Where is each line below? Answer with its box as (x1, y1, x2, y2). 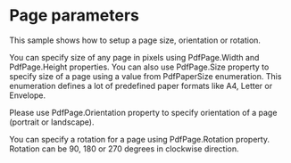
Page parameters (9, 5, 140, 26)
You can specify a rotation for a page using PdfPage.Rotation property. (9, 134, 270, 144)
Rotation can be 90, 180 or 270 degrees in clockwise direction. (9, 143, 239, 154)
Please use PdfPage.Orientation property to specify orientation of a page (9, 107, 278, 118)
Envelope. (9, 90, 46, 101)
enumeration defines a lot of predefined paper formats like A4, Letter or (9, 80, 273, 91)
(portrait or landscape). (9, 117, 95, 127)
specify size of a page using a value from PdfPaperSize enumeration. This (9, 70, 282, 81)
